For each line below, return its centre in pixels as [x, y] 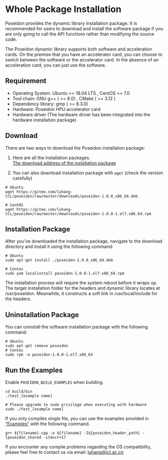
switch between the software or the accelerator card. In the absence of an [82, 59]
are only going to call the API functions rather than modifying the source [80, 34]
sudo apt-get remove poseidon [37, 346]
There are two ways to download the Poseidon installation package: [75, 148]
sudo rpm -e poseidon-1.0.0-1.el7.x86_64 [49, 355]
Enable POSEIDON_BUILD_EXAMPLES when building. [54, 382]
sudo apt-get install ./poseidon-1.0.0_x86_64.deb [59, 260]
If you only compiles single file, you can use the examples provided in [77, 418]
